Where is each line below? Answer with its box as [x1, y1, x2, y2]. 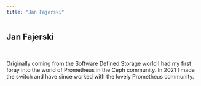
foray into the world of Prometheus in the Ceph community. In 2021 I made [6, 66, 195, 74]
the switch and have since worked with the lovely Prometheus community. [6, 73, 194, 80]
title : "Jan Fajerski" [6, 9, 65, 15]
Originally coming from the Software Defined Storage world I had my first [6, 60, 192, 68]
